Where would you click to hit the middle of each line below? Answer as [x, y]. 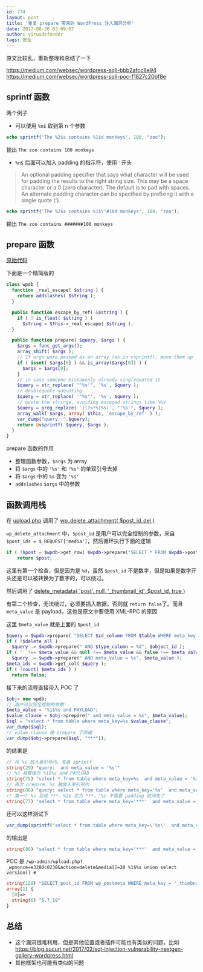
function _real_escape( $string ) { [58, 290]
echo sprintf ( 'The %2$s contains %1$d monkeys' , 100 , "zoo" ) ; [86, 137]
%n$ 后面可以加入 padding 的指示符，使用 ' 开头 [73, 162]
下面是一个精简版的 [30, 273]
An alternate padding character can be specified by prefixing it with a [108, 194]
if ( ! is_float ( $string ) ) [55, 318]
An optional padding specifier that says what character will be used [105, 174]
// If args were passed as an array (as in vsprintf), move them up [105, 357]
